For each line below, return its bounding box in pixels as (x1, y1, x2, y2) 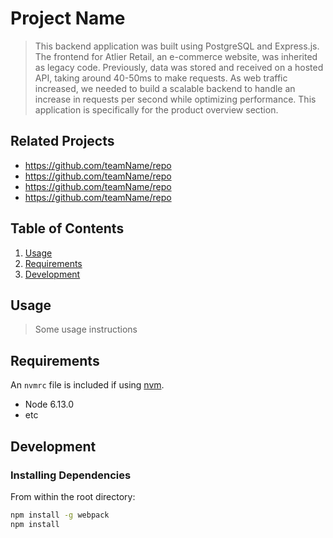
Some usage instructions (34, 323, 138, 336)
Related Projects (10, 133, 115, 150)
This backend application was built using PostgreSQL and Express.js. (34, 40, 320, 52)
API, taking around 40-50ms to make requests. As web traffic (34, 72, 288, 84)
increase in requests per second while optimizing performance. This (34, 93, 317, 105)
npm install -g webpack (10, 510, 110, 520)
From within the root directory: (10, 490, 136, 502)
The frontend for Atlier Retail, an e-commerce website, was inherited (34, 50, 318, 62)
